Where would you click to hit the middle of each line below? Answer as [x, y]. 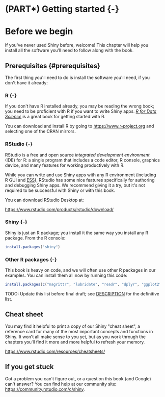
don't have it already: [27, 82]
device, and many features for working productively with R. [65, 165]
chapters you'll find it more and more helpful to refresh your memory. [75, 342]
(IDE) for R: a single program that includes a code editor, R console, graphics [82, 160]
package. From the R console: [35, 238]
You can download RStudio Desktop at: [45, 200]
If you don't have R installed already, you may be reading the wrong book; [80, 106]
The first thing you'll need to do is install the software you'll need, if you [77, 78]
